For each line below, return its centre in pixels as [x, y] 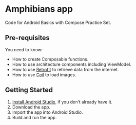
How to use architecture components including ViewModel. [72, 64]
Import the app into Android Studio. [48, 112]
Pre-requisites [27, 38]
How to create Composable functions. [50, 59]
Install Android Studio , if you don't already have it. [62, 102]
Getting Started [29, 90]
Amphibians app [39, 9]
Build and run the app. [34, 117]
